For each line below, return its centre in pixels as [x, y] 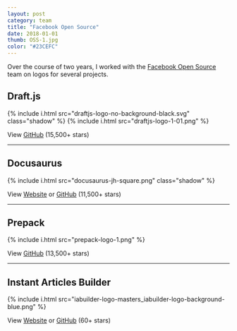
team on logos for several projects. [58, 74]
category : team [30, 20]
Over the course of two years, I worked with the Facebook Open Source [112, 67]
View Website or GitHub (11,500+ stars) [64, 194]
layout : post [26, 14]
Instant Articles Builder [59, 282]
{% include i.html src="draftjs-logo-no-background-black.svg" [99, 113]
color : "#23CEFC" [33, 47]
